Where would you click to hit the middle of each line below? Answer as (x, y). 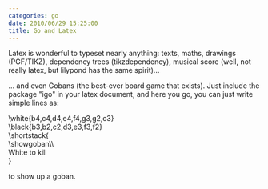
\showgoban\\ (31, 144)
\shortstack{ (29, 135)
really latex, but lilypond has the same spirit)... (84, 70)
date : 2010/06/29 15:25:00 (53, 23)
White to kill (28, 152)
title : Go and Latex (43, 30)
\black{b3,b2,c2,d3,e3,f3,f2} (55, 127)
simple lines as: (34, 103)
